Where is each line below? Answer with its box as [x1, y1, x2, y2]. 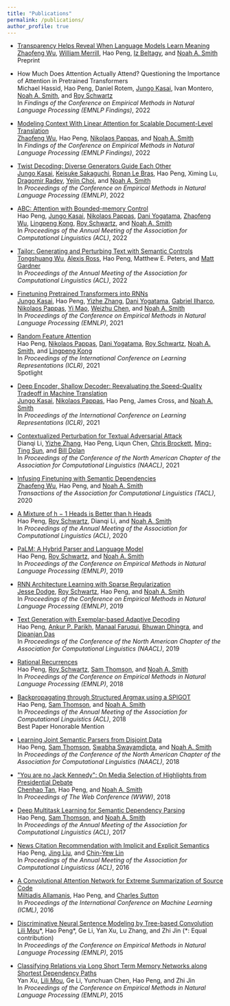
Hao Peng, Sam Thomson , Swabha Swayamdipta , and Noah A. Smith [16, 743, 212, 752]
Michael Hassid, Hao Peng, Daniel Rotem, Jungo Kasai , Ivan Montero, [16, 84, 214, 93]
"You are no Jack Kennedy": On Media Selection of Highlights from [16, 771, 207, 779]
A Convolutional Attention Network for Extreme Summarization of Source [16, 877, 224, 885]
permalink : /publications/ [7, 17, 84, 23]
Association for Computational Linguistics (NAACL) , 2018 [16, 758, 180, 766]
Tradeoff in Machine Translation [16, 389, 108, 397]
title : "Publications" [7, 10, 72, 17]
